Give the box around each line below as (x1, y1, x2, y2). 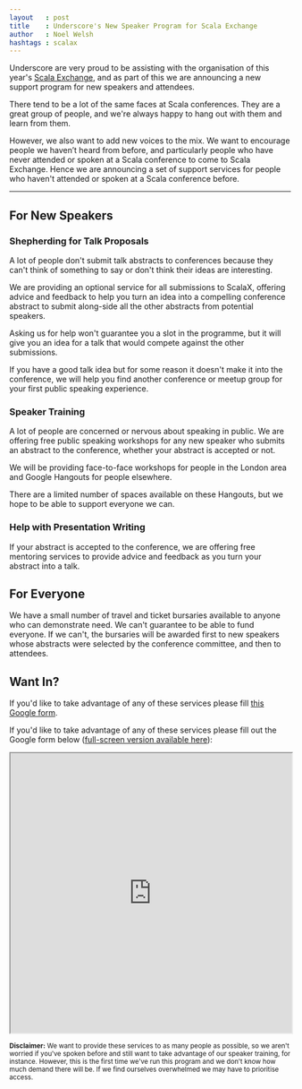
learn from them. (9, 118, 71, 129)
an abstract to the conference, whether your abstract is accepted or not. (9, 445, 276, 456)
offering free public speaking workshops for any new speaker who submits (9, 435, 286, 446)
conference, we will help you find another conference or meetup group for (9, 373, 283, 384)
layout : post (9, 13, 70, 22)
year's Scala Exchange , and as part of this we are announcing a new (9, 73, 262, 83)
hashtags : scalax (9, 38, 78, 47)
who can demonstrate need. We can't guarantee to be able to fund (9, 620, 255, 630)
